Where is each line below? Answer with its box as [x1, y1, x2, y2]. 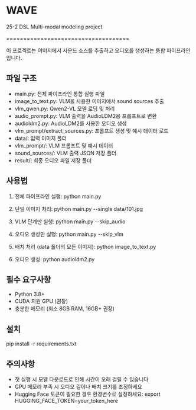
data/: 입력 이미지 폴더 [14, 134, 67, 142]
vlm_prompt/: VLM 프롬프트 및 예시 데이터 [14, 142, 113, 149]
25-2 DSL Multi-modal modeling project [6, 23, 103, 30]
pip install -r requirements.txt [6, 340, 77, 347]
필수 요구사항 [6, 274, 51, 284]
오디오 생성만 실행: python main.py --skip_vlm [14, 230, 124, 238]
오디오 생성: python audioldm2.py [14, 255, 95, 262]
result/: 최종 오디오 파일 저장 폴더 [14, 156, 92, 164]
